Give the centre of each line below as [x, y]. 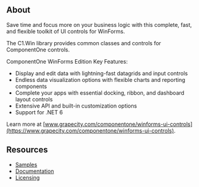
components [31, 86]
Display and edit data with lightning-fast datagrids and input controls [101, 73]
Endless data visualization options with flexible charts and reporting [100, 79]
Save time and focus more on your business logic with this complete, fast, [99, 24]
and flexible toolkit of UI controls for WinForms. [66, 31]
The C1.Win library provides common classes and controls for [84, 43]
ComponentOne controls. [38, 50]
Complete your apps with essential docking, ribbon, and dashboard [100, 93]
